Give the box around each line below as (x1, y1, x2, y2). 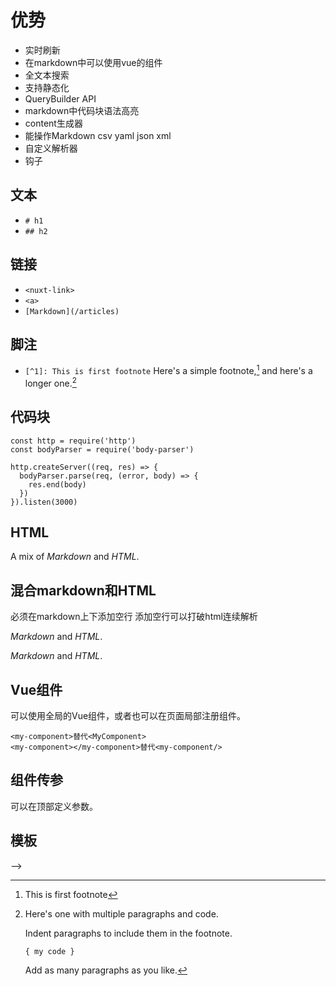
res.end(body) (28, 479, 87, 490)
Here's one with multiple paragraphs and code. (24, 907, 219, 920)
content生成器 (24, 117, 83, 129)
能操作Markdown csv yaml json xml (24, 129, 172, 141)
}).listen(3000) (10, 497, 78, 507)
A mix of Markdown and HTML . (10, 551, 140, 563)
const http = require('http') (10, 436, 137, 446)
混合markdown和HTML (10, 582, 157, 599)
